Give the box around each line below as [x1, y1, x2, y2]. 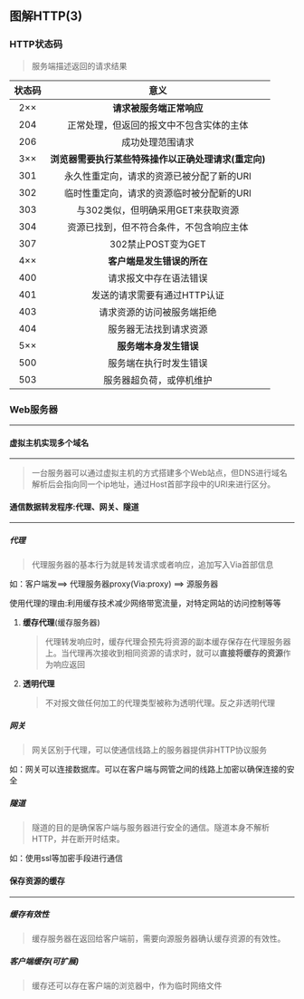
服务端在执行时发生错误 [108, 356, 208, 369]
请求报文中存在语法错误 [108, 271, 208, 284]
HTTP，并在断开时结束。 [31, 833, 125, 845]
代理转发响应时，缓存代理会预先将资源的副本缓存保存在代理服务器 [44, 636, 291, 647]
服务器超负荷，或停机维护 [103, 373, 213, 386]
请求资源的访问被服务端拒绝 [99, 306, 217, 318]
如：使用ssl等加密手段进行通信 [9, 853, 124, 864]
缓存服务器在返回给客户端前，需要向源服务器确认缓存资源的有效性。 [31, 933, 286, 945]
